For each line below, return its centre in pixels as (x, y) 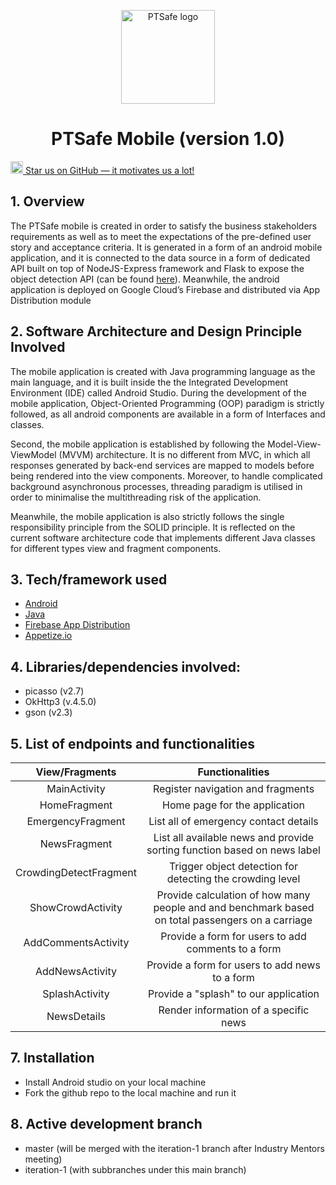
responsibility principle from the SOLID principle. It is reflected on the (153, 527)
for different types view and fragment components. (116, 548)
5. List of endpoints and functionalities (132, 743)
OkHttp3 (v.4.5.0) (60, 702)
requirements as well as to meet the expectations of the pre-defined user (161, 236)
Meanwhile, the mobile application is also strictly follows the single (147, 516)
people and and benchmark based (234, 907)
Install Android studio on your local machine (115, 1082)
